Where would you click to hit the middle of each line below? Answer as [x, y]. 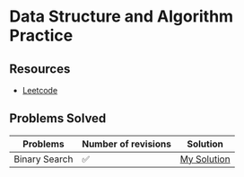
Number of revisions [127, 144]
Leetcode [40, 90]
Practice [41, 35]
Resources [40, 69]
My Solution [205, 159]
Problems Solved [58, 119]
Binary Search [44, 159]
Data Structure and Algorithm [122, 17]
